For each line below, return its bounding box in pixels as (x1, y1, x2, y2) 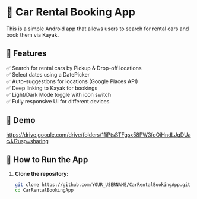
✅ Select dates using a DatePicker (6, 71, 90, 78)
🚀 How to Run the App (6, 154, 88, 165)
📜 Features (6, 49, 47, 59)
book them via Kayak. (6, 31, 59, 38)
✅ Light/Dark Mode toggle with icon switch (6, 91, 112, 98)
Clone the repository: (14, 170, 69, 178)
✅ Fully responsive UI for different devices (6, 97, 110, 105)
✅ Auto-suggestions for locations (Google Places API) (6, 77, 138, 85)
